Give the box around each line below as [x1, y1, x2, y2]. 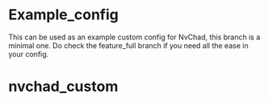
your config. [8, 49, 49, 59]
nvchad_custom [8, 78, 119, 96]
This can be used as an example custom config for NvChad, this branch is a [8, 32, 261, 42]
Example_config [8, 6, 119, 24]
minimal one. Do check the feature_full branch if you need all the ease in [8, 40, 249, 50]
